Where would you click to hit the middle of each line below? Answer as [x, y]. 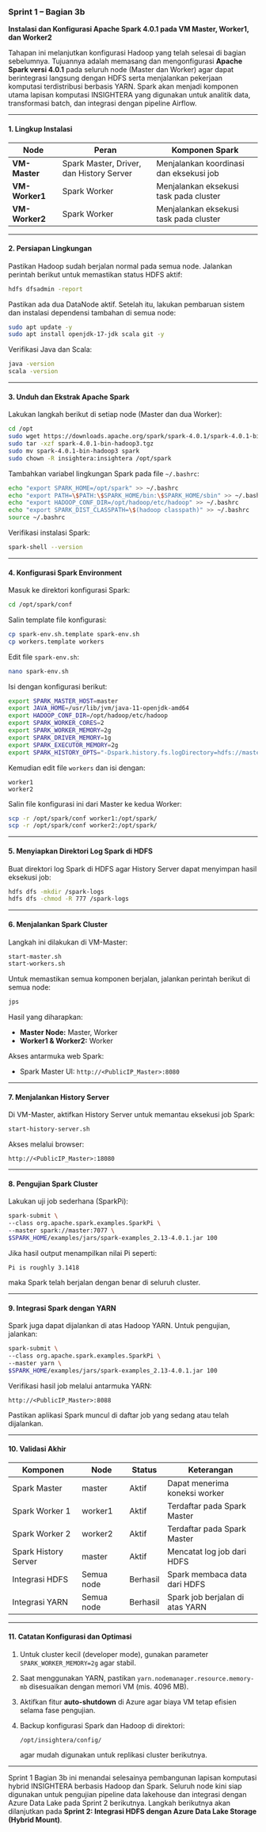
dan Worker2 [30, 37]
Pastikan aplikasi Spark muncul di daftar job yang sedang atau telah [119, 1415]
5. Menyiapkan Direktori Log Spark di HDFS [80, 851]
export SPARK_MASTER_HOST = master [63, 701]
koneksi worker [196, 1493]
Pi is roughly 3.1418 [44, 1267]
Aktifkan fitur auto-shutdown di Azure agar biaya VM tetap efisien [128, 1702]
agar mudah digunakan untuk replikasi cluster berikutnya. [113, 1755]
